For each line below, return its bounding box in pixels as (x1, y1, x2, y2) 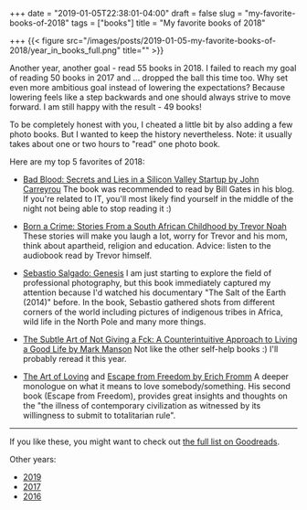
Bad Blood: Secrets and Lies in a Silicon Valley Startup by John (22, 174, 259, 185)
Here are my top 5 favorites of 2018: (9, 156, 145, 167)
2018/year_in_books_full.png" (9, 45, 122, 56)
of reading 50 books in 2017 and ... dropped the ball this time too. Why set (9, 72, 289, 83)
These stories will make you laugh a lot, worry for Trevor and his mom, (22, 230, 288, 241)
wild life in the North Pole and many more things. (22, 316, 206, 327)
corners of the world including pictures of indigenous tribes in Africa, (22, 306, 283, 317)
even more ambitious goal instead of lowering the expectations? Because (9, 82, 286, 92)
